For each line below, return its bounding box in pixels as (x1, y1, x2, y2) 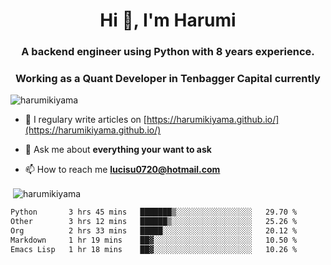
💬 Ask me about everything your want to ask (24, 144, 212, 156)
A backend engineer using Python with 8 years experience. (21, 45, 315, 59)
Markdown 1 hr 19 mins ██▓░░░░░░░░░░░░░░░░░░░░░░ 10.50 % (10, 235, 298, 245)
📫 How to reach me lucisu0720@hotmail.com (24, 164, 221, 176)
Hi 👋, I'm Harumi (99, 9, 237, 32)
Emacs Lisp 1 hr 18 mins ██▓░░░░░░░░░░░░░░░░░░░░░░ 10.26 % (10, 244, 298, 254)
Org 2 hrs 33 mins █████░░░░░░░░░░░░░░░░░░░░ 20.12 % (10, 225, 298, 236)
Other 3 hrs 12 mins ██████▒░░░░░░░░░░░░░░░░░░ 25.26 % (10, 216, 298, 226)
